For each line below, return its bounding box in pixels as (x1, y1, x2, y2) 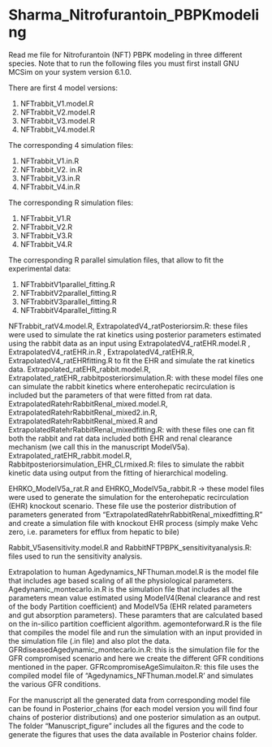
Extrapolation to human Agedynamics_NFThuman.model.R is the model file (8, 567, 259, 576)
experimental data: (8, 263, 71, 273)
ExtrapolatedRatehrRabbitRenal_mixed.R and (8, 416, 158, 426)
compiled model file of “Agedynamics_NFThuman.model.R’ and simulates (8, 671, 254, 680)
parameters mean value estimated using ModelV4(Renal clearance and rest (8, 593, 261, 602)
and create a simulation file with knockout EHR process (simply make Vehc (8, 518, 258, 528)
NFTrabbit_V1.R (19, 213, 71, 223)
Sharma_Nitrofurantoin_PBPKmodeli (8, 6, 260, 24)
